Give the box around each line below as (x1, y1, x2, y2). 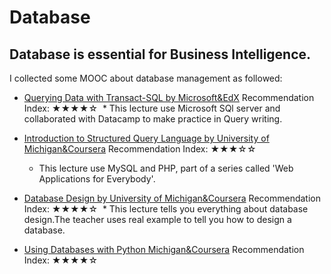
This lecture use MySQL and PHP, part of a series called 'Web (38, 162, 294, 174)
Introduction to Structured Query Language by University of (23, 132, 270, 144)
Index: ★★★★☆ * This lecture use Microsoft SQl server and (23, 102, 281, 114)
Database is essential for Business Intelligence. (9, 46, 312, 63)
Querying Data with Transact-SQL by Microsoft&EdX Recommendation (23, 92, 315, 103)
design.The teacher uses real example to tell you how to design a (23, 214, 292, 225)
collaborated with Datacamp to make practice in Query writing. (23, 113, 283, 125)
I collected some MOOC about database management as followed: (9, 72, 283, 84)
